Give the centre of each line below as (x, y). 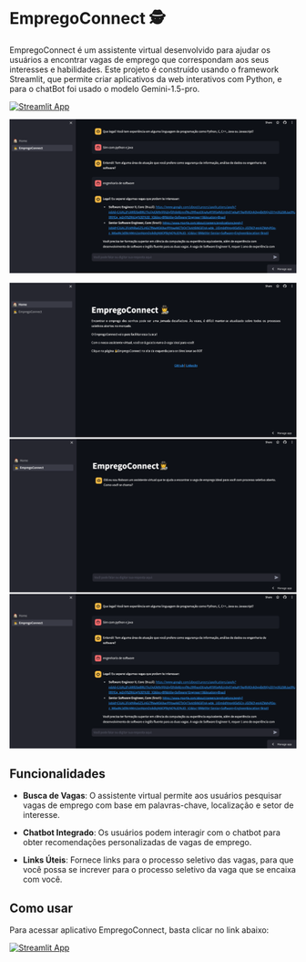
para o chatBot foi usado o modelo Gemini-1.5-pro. (105, 88)
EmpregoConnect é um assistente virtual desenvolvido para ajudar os (140, 50)
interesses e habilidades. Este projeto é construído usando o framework (144, 69)
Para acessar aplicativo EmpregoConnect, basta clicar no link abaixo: (139, 930)
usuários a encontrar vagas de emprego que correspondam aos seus (139, 59)
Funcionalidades (58, 774)
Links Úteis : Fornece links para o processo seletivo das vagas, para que (158, 860)
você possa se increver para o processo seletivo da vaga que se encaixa (159, 870)
